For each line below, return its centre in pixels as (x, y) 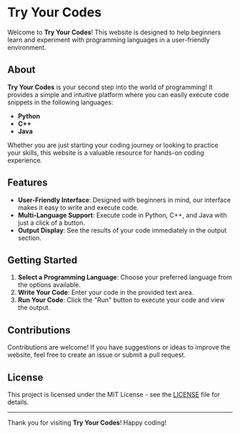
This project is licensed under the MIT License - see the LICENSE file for (114, 394)
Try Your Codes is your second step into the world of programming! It (110, 87)
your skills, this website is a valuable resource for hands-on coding (106, 152)
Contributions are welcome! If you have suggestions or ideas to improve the (119, 348)
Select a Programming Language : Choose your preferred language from (125, 277)
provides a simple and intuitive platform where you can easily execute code (119, 94)
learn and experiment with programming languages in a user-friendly (109, 39)
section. (30, 238)
